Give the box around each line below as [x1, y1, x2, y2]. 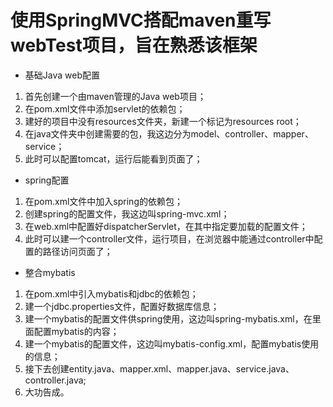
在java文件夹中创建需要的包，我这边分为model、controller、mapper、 [24, 127, 314, 140]
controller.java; [24, 374, 87, 386]
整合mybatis [24, 266, 76, 278]
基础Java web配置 [24, 69, 100, 81]
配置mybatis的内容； [33, 325, 120, 337]
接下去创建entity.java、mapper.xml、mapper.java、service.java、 [24, 362, 295, 375]
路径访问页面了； [42, 245, 113, 257]
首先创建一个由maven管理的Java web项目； [24, 90, 207, 102]
